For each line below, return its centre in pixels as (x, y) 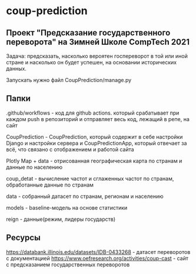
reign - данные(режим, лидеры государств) (61, 219)
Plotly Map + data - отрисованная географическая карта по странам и (94, 161)
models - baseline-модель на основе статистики (67, 207)
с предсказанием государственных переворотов (68, 265)
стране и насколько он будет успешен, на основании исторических (92, 62)
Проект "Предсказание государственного (88, 33)
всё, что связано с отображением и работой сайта (70, 149)
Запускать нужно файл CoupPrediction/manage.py (69, 80)
